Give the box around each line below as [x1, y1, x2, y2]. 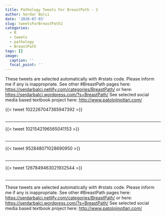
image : [5, 53, 19, 58]
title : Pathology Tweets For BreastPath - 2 [5, 7, 98, 12]
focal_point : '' [9, 62, 43, 67]
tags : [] [5, 48, 23, 53]
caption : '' [9, 58, 35, 63]
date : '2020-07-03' [5, 16, 45, 21]
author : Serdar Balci [5, 12, 50, 17]
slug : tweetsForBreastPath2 [5, 21, 63, 26]
